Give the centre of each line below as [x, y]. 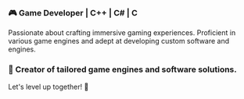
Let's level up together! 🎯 [48, 87]
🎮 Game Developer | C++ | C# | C [73, 12]
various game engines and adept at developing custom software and [119, 41]
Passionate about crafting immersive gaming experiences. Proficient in [122, 33]
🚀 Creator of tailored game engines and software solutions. [122, 69]
